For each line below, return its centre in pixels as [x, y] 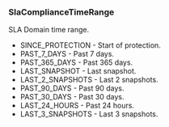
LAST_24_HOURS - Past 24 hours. [77, 106]
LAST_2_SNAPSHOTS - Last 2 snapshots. [89, 80]
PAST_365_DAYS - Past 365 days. [76, 62]
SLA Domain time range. [49, 30]
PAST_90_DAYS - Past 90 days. [72, 88]
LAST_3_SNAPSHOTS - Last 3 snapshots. [89, 114]
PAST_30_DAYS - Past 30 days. [72, 97]
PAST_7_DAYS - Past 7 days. [67, 54]
